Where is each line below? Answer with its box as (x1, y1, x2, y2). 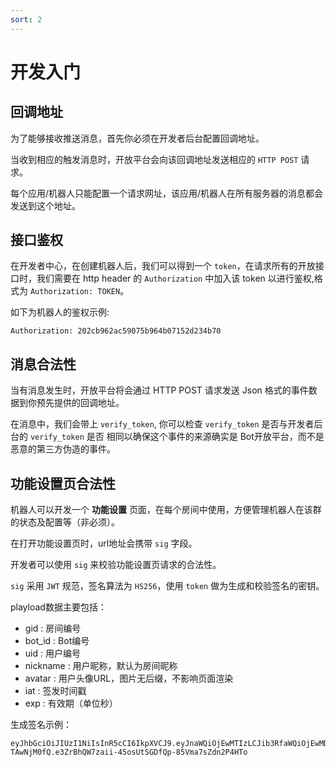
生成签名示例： (10, 719, 72, 731)
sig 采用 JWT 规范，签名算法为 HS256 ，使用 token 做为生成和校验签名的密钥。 (10, 580, 325, 592)
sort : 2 (10, 14, 43, 25)
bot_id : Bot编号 (24, 635, 90, 647)
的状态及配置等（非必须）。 (10, 516, 120, 528)
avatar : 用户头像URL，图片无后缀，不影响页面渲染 (24, 672, 234, 685)
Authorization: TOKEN (29, 287, 121, 297)
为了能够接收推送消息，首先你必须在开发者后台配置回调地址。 (10, 132, 265, 144)
